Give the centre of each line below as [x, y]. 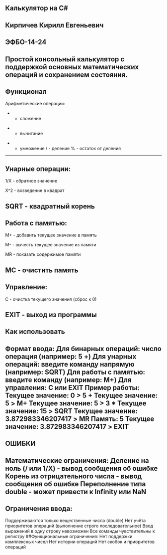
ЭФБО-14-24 [26, 42]
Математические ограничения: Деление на [77, 461]
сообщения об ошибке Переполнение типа [76, 484]
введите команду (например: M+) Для [68, 380]
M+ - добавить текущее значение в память [51, 235]
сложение [30, 119]
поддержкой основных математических [72, 67]
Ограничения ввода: [39, 508]
